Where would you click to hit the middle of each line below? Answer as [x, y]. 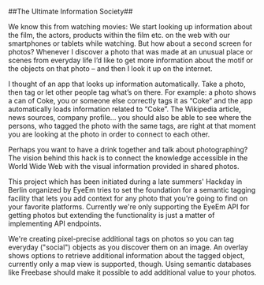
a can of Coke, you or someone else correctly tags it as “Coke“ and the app [131, 101]
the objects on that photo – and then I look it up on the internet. [110, 69]
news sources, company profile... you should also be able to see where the [130, 117]
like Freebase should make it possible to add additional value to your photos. [132, 272]
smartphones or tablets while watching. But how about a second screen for [130, 43]
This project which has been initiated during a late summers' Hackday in [125, 182]
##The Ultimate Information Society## [71, 11]
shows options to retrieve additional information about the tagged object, [126, 255]
